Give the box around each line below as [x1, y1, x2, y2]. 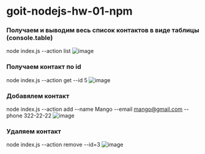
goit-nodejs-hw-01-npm [6, 4, 133, 18]
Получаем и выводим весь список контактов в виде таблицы [6, 26, 199, 35]
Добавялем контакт [6, 91, 70, 100]
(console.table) [6, 33, 53, 42]
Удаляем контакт [6, 127, 61, 135]
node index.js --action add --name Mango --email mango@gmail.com [6, 105, 183, 113]
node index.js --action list [6, 47, 71, 55]
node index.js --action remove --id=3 [6, 141, 101, 149]
